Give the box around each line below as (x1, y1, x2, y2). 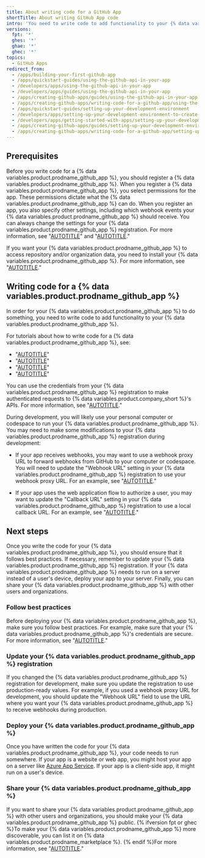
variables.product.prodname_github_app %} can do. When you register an (6, 200, 193, 207)
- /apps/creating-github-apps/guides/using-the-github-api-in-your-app (12, 94, 198, 100)
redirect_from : (6, 65, 45, 72)
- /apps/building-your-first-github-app (12, 72, 116, 78)
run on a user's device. (6, 769, 64, 776)
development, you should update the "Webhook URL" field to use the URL (6, 693, 192, 701)
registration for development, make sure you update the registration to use (6, 680, 193, 687)
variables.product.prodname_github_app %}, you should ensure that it (6, 549, 182, 556)
